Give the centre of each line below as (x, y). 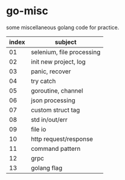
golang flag (47, 168)
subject (66, 42)
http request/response (62, 139)
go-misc (27, 11)
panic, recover (51, 71)
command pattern (56, 149)
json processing (53, 100)
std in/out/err (49, 119)
